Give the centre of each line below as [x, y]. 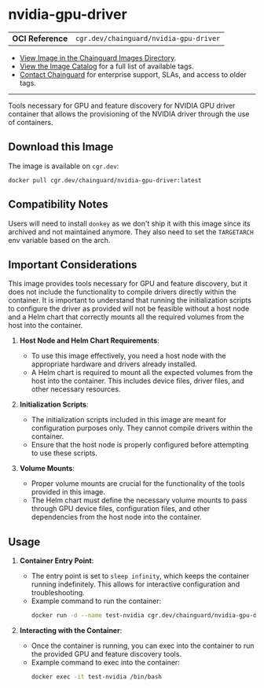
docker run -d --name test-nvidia [88, 616]
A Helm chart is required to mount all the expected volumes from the [142, 373]
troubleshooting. [58, 593]
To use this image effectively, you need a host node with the [128, 356]
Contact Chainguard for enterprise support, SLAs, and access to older [133, 74]
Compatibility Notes [58, 205]
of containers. [31, 122]
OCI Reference [40, 39]
